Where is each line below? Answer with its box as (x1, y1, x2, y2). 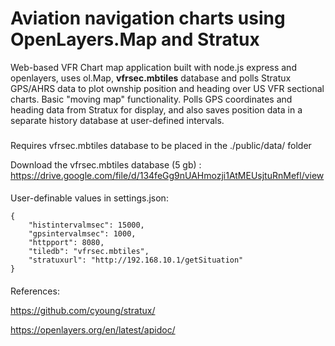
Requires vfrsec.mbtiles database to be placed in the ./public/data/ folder (10, 139, 312, 151)
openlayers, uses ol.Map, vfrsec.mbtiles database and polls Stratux (10, 72, 292, 84)
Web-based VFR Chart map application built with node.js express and (10, 61, 297, 73)
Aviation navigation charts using (10, 7, 286, 30)
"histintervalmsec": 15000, (28, 220, 145, 231)
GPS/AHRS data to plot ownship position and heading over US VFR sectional (10, 82, 325, 94)
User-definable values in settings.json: (10, 192, 169, 204)
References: (10, 285, 60, 297)
